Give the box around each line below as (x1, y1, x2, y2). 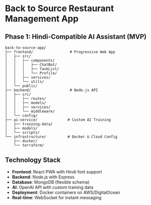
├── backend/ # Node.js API (5, 88, 98, 93)
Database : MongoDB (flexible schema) (12, 179, 90, 185)
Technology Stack (5, 156, 61, 164)
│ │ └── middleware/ (5, 109, 55, 114)
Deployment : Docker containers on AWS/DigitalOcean (12, 189, 121, 195)
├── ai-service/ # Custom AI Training (5, 117, 111, 122)
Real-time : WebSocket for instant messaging (12, 194, 102, 200)
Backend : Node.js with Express (12, 174, 75, 180)
